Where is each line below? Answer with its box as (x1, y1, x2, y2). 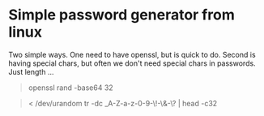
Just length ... (8, 67, 54, 76)
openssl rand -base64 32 (28, 83, 113, 92)
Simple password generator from (8, 6, 235, 24)
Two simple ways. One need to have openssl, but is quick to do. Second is (8, 49, 257, 59)
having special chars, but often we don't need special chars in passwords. (8, 58, 257, 68)
